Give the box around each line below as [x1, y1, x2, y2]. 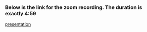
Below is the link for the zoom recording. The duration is [5, 4, 143, 11]
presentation [5, 21, 31, 27]
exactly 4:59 [5, 10, 36, 17]
